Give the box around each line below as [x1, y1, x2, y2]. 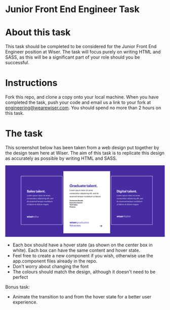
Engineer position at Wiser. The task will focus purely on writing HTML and [5, 49, 161, 55]
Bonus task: [5, 284, 30, 290]
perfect [12, 274, 28, 280]
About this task [5, 27, 71, 38]
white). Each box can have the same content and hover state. [12, 247, 141, 253]
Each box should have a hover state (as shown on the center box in [12, 242, 153, 248]
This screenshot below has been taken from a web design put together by [5, 145, 159, 150]
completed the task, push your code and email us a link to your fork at [5, 100, 151, 106]
